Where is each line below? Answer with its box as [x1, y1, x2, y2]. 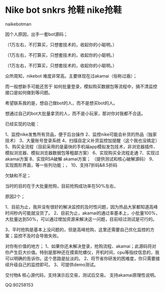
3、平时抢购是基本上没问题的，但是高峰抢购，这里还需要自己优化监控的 [5, 227, 150, 233]
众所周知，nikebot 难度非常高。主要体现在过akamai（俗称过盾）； [5, 73, 137, 79]
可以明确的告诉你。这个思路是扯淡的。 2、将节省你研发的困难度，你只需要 [5, 255, 156, 261]
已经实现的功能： [5, 121, 40, 127]
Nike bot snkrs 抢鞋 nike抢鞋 [5, 4, 122, 16]
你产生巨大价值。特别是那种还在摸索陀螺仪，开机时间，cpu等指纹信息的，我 [5, 249, 160, 255]
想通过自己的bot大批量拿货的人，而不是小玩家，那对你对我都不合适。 [5, 110, 146, 116]
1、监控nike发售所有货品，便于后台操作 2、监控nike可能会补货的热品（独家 [5, 131, 157, 137]
